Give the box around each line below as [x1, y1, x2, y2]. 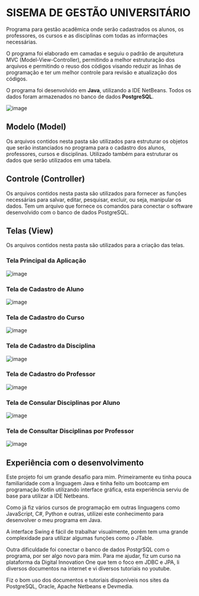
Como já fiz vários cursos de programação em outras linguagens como [6, 504, 180, 511]
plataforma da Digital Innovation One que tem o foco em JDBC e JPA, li [6, 558, 180, 566]
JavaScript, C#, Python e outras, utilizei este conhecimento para [6, 510, 164, 517]
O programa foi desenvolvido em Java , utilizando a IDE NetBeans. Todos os [6, 86, 192, 93]
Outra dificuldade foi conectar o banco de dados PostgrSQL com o [6, 546, 170, 553]
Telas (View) [6, 226, 53, 236]
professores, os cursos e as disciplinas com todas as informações [6, 32, 168, 39]
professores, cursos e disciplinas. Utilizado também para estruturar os [6, 150, 178, 157]
